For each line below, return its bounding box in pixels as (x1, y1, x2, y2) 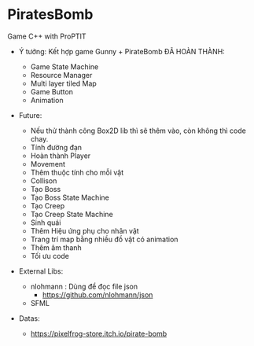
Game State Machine (30, 61, 99, 72)
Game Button (30, 86, 74, 96)
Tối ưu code (30, 251, 70, 260)
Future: (18, 110, 42, 120)
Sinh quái (30, 218, 61, 227)
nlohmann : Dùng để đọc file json (30, 282, 138, 291)
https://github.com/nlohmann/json (42, 289, 153, 300)
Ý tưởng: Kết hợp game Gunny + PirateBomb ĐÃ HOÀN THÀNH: (18, 46, 225, 56)
